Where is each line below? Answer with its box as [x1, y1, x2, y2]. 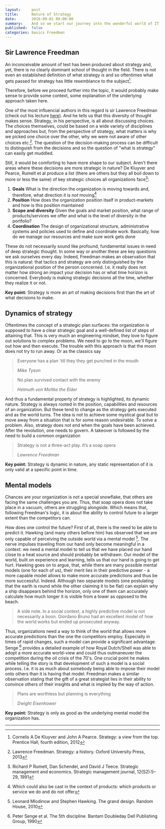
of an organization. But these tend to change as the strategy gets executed [5, 407, 157, 413]
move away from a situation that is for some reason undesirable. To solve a [5, 417, 157, 423]
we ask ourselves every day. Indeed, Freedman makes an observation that [5, 254, 156, 260]
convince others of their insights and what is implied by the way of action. [5, 681, 155, 688]
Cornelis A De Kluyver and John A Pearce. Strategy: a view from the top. [12, 734, 159, 740]
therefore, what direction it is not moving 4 [12, 191, 97, 198]
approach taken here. [5, 98, 49, 104]
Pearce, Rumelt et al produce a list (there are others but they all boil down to [5, 171, 160, 176]
